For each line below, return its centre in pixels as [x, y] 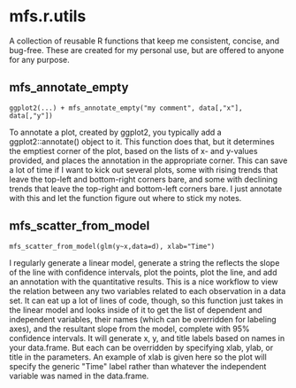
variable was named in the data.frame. [79, 376]
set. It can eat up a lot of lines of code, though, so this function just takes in [146, 300]
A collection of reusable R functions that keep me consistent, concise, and [144, 41]
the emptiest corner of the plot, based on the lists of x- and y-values [133, 151]
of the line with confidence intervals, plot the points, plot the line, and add [143, 272]
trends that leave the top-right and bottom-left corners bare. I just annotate [146, 189]
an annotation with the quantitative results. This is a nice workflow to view [144, 282]
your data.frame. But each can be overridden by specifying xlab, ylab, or [141, 347]
